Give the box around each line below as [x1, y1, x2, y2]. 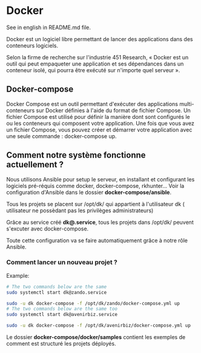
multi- [179, 100, 194, 107]
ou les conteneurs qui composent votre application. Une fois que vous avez [6, 119, 195, 127]
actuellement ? [6, 160, 64, 170]
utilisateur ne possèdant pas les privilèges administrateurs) [6, 207, 154, 214]
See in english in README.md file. [6, 24, 91, 31]
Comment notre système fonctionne [6, 150, 147, 161]
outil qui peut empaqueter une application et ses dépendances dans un [6, 60, 184, 67]
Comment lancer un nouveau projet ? [6, 258, 118, 267]
